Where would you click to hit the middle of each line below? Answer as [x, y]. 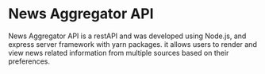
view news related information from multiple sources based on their [119, 53]
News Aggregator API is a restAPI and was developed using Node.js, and [127, 36]
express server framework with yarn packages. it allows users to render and [133, 44]
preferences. [29, 61]
